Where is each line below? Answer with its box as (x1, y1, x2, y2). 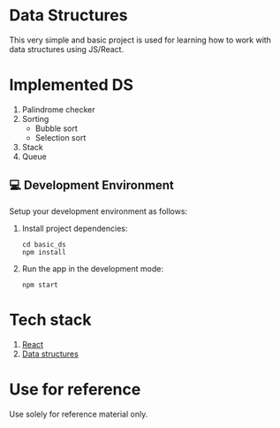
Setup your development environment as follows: (9, 205, 188, 217)
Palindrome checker (21, 103, 95, 115)
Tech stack (9, 310, 92, 330)
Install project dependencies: (21, 223, 128, 233)
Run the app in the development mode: (21, 263, 163, 274)
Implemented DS (9, 75, 134, 96)
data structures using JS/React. (9, 43, 125, 54)
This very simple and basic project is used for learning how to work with (9, 34, 272, 45)
